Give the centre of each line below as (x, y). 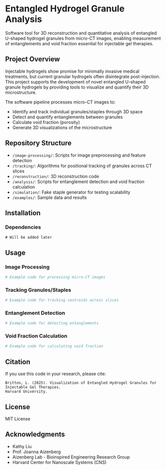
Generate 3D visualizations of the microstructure (62, 127)
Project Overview (33, 59)
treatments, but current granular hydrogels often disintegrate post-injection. (83, 76)
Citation (18, 362)
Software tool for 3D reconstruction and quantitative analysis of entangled (81, 33)
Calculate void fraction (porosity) (46, 122)
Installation (23, 213)
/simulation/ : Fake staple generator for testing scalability (71, 192)
